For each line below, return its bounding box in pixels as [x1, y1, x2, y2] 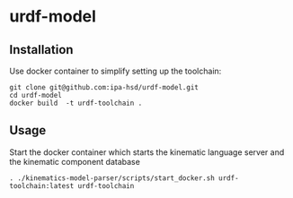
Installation [9, 42, 74, 57]
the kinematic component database [9, 156, 141, 167]
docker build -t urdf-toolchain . [9, 99, 143, 108]
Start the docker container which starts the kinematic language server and [9, 146, 285, 158]
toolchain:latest [9, 181, 75, 190]
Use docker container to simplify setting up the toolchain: [9, 65, 222, 76]
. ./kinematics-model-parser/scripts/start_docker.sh [9, 173, 216, 183]
